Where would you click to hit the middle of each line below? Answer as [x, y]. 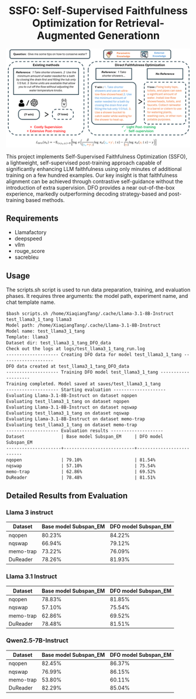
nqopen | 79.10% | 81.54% [81, 460]
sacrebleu [27, 257]
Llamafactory [30, 232]
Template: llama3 [27, 337]
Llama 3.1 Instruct [32, 576]
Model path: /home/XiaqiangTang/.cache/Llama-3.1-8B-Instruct [83, 325]
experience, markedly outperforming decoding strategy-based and [87, 194]
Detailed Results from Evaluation [67, 496]
